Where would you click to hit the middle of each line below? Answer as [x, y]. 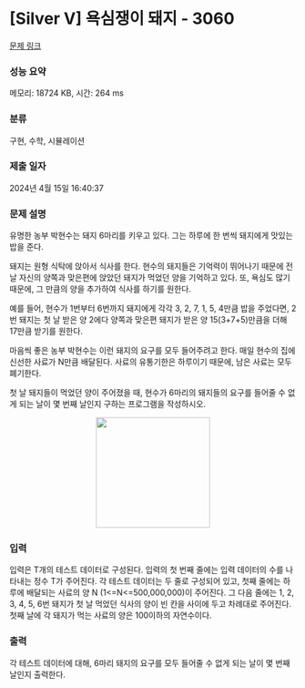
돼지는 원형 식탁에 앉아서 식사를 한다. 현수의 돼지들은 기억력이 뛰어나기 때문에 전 [152, 266]
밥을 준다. [26, 247]
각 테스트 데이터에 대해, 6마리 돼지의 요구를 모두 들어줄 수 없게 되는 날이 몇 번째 [150, 662]
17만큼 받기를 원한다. [46, 331]
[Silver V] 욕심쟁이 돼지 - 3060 [122, 19]
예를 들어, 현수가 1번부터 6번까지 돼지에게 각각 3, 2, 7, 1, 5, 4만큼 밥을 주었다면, [149, 308]
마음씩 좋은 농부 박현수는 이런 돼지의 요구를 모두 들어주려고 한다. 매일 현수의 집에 [152, 351]
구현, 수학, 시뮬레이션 [47, 140]
